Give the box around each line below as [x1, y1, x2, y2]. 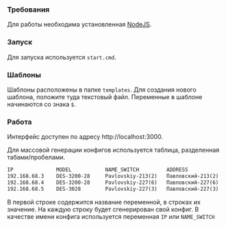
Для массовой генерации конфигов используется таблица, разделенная [7, 146, 220, 155]
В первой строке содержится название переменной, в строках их [7, 198, 201, 206]
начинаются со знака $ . [7, 100, 77, 108]
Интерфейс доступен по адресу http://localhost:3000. [7, 133, 163, 141]
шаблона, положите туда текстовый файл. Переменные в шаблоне [7, 92, 203, 101]
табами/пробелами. [7, 153, 66, 161]
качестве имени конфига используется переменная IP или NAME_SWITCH [7, 212, 215, 220]
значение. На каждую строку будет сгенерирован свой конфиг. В [7, 205, 199, 213]
